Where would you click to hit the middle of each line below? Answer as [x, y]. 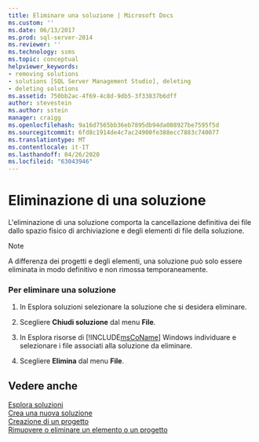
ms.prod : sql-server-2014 [50, 37]
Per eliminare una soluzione [62, 289]
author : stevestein [40, 103]
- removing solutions [44, 74]
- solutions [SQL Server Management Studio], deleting [100, 81]
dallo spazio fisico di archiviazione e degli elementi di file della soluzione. [126, 231]
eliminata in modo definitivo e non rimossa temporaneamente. [108, 270]
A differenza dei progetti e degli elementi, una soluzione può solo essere [125, 261]
